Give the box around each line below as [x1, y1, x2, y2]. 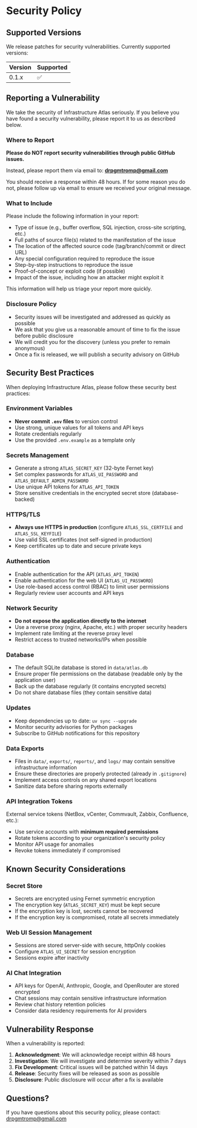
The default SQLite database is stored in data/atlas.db [14, 664, 148, 671]
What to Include [6, 199, 53, 207]
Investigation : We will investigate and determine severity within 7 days [14, 1057, 186, 1065]
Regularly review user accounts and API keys [14, 589, 125, 596]
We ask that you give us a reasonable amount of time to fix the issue [14, 326, 181, 333]
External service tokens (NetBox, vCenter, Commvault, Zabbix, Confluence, [6, 811, 189, 818]
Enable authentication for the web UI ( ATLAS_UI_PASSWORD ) [14, 577, 153, 584]
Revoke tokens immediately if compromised [14, 847, 121, 854]
